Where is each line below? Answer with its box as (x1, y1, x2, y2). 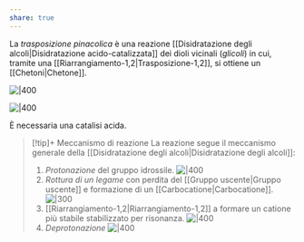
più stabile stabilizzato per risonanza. (44, 212, 185, 223)
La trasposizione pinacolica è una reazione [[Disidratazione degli (9, 38, 252, 49)
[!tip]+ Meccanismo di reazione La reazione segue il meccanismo (31, 137, 277, 148)
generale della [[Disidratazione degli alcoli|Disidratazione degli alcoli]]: (31, 147, 296, 158)
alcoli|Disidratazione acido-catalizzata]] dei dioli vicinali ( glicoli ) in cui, (9, 47, 272, 59)
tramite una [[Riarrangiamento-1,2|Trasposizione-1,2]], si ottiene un (9, 57, 261, 68)
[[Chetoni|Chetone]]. (9, 67, 88, 78)
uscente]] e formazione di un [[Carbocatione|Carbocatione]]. (44, 183, 274, 195)
